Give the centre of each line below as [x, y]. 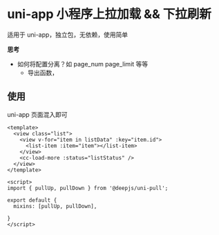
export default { [32, 200]
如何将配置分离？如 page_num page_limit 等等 [83, 64]
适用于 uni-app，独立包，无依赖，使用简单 [68, 35]
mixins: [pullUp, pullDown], [55, 206]
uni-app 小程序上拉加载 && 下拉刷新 [109, 14]
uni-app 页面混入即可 [37, 114]
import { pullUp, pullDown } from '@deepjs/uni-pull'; [88, 188]
